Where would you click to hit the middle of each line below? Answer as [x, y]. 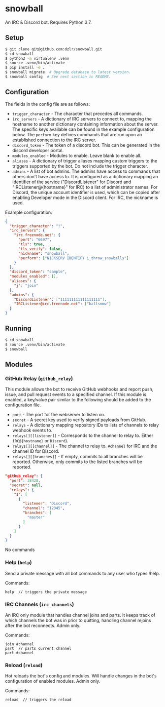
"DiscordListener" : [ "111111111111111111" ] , [60, 299]
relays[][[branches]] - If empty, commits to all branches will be [77, 457]
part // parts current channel [38, 648]
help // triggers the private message [46, 592]
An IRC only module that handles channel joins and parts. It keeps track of [80, 615]
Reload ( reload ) [24, 665]
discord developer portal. [38, 150]
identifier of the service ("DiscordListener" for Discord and [72, 182]
